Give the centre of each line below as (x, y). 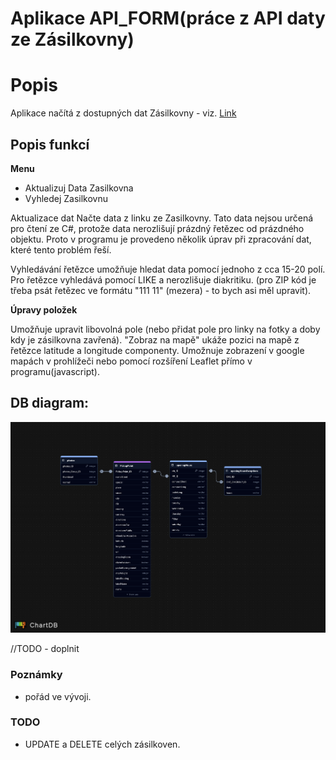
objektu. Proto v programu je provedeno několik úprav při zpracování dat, (161, 239)
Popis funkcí (50, 144)
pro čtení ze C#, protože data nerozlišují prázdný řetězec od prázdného (157, 228)
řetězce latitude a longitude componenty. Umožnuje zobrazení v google (157, 350)
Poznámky (36, 675)
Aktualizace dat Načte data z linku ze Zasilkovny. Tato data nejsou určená (162, 218)
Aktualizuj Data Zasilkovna (79, 188)
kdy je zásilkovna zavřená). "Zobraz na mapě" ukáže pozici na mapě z (155, 339)
